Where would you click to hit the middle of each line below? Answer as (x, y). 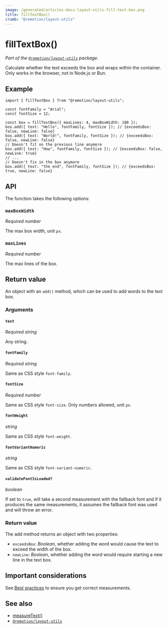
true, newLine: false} (29, 171)
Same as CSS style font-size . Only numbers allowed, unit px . (68, 405)
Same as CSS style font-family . (38, 373)
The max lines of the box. (31, 263)
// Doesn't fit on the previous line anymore (53, 145)
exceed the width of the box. (42, 549)
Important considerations (46, 576)
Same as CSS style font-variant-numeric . (48, 468)
